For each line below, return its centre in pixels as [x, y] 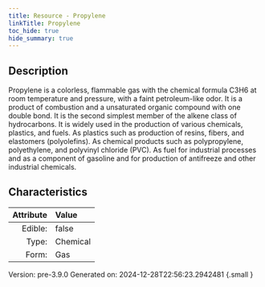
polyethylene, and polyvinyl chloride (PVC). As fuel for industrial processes [132, 150]
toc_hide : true [34, 31]
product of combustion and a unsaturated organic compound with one [124, 107]
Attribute [30, 215]
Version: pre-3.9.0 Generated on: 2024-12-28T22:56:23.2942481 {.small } [131, 274]
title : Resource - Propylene [57, 16]
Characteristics [48, 193]
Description [38, 70]
